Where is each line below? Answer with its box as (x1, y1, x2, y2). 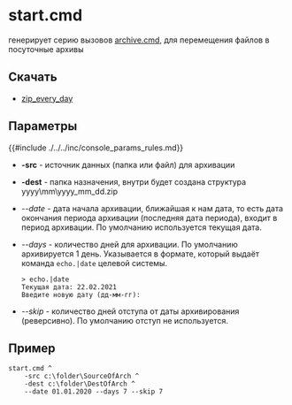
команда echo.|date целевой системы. (20, 257, 168, 268)
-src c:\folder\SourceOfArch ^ (24, 372, 140, 381)
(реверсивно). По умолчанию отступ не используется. (20, 315, 229, 325)
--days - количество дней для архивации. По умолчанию (20, 239, 238, 249)
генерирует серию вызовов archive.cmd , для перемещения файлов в (8, 34, 270, 45)
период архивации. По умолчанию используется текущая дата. (20, 222, 262, 233)
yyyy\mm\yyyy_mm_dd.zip (20, 186, 119, 196)
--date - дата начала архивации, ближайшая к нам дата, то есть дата (20, 202, 284, 213)
